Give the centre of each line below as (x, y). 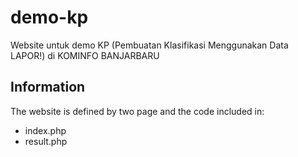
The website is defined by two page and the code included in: (137, 111)
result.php (46, 141)
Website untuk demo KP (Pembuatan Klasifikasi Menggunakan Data (149, 45)
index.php (45, 130)
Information (48, 87)
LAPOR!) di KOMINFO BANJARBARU (85, 55)
